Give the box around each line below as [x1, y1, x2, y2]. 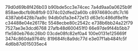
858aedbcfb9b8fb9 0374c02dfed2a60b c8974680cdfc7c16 [5, 9, 129, 15]
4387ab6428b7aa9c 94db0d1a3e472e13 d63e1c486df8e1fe [5, 15, 128, 20]
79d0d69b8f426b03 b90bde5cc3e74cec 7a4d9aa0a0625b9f [5, 4, 132, 10]
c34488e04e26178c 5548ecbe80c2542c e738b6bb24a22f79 [5, 20, 133, 26]
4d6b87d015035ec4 [5, 41, 47, 47]
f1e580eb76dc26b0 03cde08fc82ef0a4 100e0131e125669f [5, 31, 126, 36]
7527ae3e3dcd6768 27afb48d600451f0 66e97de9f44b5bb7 [5, 25, 130, 31]
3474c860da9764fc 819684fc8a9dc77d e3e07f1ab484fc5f [5, 36, 127, 42]
